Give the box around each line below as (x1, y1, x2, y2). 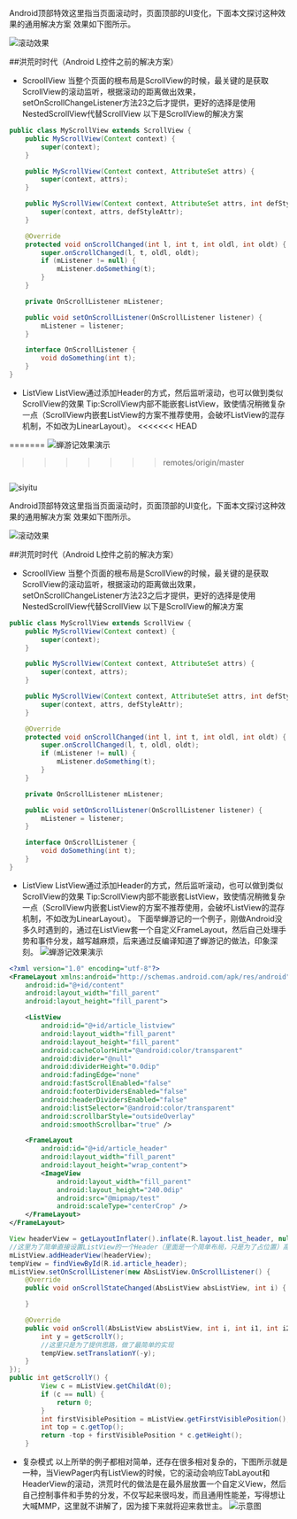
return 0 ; (56, 1398, 93, 1407)
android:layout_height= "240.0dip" (56, 1185, 184, 1194)
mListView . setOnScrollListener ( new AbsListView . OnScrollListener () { (9, 1267, 271, 1276)
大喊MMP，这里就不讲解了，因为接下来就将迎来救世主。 (21, 1500, 228, 1511)
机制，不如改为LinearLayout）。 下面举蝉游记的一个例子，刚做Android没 (21, 913, 283, 924)
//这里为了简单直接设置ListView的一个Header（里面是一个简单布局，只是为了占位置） (9, 1243, 284, 1252)
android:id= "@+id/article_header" (41, 1144, 168, 1153)
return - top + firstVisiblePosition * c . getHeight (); (41, 1431, 243, 1440)
